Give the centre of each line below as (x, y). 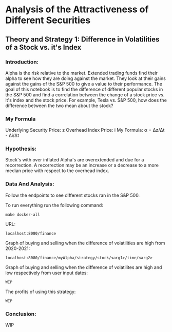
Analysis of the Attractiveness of (77, 9)
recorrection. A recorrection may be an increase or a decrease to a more (82, 165)
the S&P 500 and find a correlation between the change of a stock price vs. (85, 95)
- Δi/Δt (12, 136)
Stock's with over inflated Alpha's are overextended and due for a (75, 160)
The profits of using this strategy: (41, 292)
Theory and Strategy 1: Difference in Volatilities (82, 39)
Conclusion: (21, 314)
